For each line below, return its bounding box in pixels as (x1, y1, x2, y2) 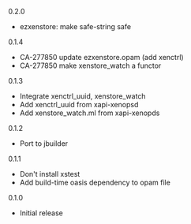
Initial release (19, 208, 63, 218)
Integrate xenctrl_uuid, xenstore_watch (19, 91, 146, 101)
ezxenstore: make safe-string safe (19, 22, 132, 31)
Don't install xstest (19, 170, 81, 178)
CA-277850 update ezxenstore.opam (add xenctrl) (19, 53, 184, 62)
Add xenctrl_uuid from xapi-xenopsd (19, 100, 139, 109)
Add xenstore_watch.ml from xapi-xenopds (19, 108, 160, 118)
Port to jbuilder (19, 139, 69, 148)
